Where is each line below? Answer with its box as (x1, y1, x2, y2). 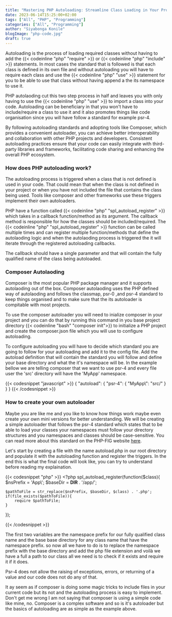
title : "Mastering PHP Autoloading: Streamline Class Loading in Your (5, 7, 159, 13)
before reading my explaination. (5, 464, 73, 470)
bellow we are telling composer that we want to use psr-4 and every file (5, 365, 157, 371)
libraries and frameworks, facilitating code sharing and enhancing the (17, 146, 164, 152)
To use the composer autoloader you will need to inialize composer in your (5, 312, 163, 318)
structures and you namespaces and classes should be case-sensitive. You (5, 432, 165, 438)
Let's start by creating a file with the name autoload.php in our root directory (5, 448, 167, 454)
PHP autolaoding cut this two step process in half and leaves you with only (5, 93, 163, 99)
